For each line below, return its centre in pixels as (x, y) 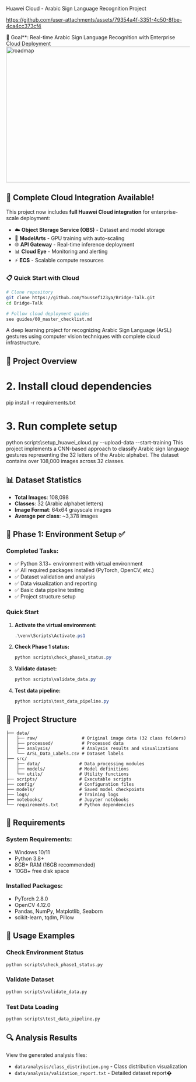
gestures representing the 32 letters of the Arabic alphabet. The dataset (92, 455)
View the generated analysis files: (47, 1055)
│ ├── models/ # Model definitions (68, 769)
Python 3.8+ (29, 858)
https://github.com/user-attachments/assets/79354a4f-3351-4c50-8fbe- (94, 20)
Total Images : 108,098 (41, 497)
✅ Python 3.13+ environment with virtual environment (78, 564)
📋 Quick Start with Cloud (43, 278)
